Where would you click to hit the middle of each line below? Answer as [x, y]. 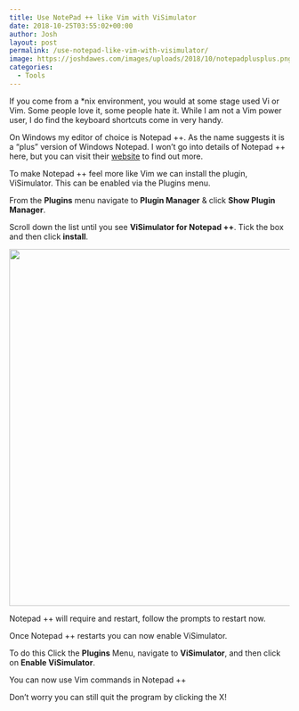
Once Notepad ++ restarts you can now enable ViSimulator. [118, 635]
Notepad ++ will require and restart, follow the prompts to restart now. [137, 618]
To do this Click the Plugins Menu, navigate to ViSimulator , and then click [145, 653]
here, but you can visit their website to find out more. [106, 156]
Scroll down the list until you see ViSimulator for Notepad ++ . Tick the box [147, 227]
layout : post [33, 42]
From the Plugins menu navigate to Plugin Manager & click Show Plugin [142, 200]
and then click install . [49, 236]
